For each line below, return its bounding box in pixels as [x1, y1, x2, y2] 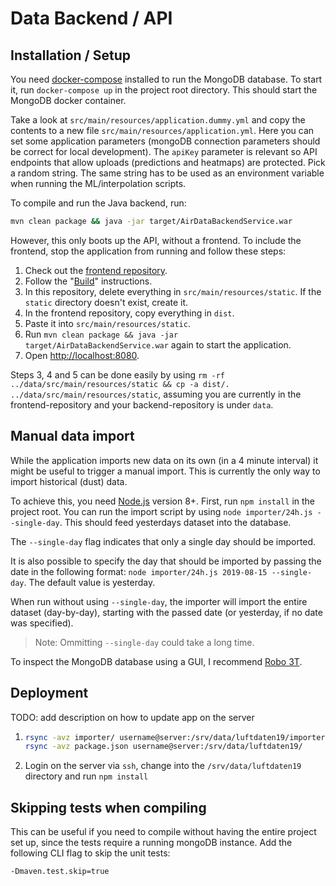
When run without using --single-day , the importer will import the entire [10, 595, 308, 607]
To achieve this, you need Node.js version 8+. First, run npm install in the [10, 495, 315, 507]
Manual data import [10, 428, 135, 445]
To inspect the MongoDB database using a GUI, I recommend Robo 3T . [10, 655, 303, 667]
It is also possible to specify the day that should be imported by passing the [10, 555, 322, 567]
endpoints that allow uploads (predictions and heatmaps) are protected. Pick [10, 157, 326, 168]
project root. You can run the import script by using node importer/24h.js [10, 505, 313, 517]
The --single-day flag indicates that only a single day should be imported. [10, 535, 317, 547]
